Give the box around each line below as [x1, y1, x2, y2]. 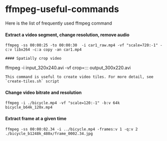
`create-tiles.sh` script [5, 79, 59, 84]
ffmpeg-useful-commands [5, 4, 119, 15]
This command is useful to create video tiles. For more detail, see [5, 74, 154, 80]
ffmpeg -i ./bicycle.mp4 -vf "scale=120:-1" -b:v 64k [5, 100, 120, 106]
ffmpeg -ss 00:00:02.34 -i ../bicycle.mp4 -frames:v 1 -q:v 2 [5, 126, 138, 131]
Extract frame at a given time [5, 115, 67, 121]
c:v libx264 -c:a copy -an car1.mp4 [5, 47, 82, 52]
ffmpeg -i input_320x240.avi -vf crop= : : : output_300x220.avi [5, 65, 131, 71]
